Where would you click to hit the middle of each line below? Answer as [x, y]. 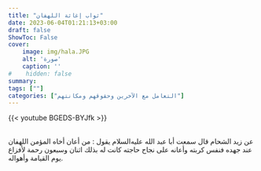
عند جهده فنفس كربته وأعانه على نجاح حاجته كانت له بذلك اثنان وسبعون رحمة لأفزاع [130, 150]
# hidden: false [40, 74]
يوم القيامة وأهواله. [36, 158]
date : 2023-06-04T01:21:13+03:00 [63, 23]
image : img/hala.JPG [56, 52]
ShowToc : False [33, 37]
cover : [19, 45]
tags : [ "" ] [26, 88]
